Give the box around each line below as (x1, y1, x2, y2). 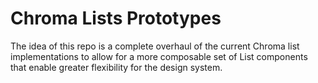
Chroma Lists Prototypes (10, 7, 222, 30)
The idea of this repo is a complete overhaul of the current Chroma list (10, 40, 300, 52)
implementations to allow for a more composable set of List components (10, 50, 308, 62)
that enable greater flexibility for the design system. (10, 61, 223, 73)
